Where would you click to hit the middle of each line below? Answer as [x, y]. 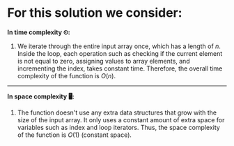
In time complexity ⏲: [39, 32]
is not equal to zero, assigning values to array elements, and [103, 61]
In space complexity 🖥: [41, 96]
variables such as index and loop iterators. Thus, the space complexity [119, 127]
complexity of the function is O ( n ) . [67, 75]
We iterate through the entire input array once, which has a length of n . [119, 46]
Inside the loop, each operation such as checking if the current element [120, 53]
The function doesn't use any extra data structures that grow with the [117, 112]
